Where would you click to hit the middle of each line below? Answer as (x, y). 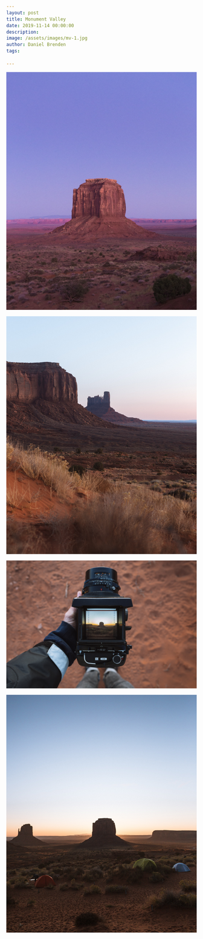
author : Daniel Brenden (36, 45)
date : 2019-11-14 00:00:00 (40, 25)
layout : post (23, 13)
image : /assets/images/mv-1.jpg (47, 38)
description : (23, 32)
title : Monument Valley (36, 19)
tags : (13, 51)
